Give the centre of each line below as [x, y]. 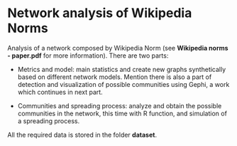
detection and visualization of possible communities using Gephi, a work [123, 84]
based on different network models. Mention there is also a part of [115, 77]
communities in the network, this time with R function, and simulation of [122, 113]
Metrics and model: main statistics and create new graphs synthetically [122, 69]
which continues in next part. [60, 92]
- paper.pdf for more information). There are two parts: [88, 56]
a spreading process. [49, 121]
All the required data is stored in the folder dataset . [82, 135]
